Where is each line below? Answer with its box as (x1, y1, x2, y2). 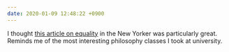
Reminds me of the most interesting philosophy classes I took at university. (7, 36, 223, 45)
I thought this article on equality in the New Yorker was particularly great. (7, 29, 218, 37)
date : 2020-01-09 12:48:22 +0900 (7, 10, 105, 17)
